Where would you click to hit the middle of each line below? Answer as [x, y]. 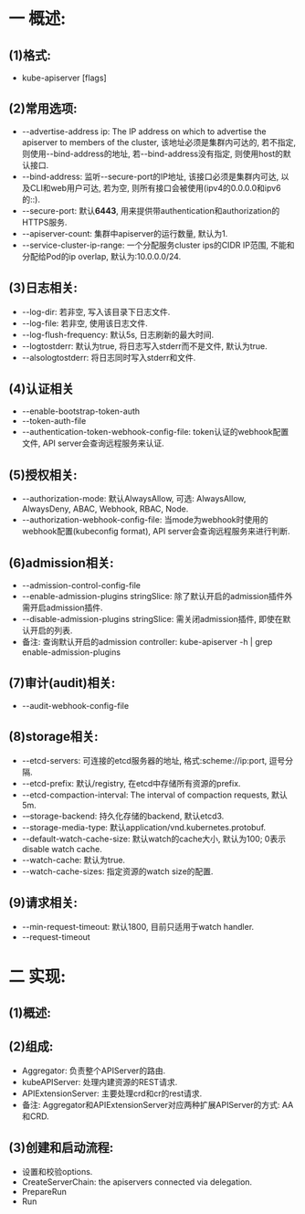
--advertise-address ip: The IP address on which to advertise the [144, 131]
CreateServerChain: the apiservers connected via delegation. [137, 1182]
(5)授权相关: [43, 475]
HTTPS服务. [44, 222]
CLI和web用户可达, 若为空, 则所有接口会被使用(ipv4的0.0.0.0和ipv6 [155, 187]
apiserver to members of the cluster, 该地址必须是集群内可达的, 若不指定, [158, 142]
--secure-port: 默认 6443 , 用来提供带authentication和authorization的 [151, 210]
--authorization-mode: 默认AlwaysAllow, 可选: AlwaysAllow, [134, 499]
